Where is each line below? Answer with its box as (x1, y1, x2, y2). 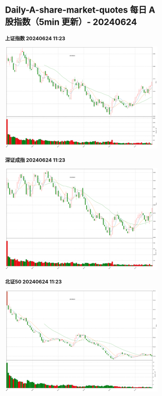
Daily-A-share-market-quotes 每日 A (5, 4, 156, 16)
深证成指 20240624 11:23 (5, 156, 65, 163)
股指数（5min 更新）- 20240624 (5, 16, 137, 28)
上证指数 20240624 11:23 (5, 35, 65, 42)
